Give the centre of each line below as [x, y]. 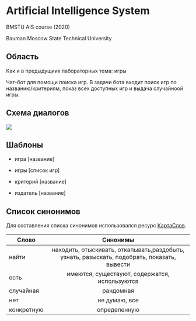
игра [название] [34, 159]
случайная [24, 291]
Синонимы [118, 240]
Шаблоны [25, 145]
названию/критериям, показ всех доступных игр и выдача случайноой [95, 88]
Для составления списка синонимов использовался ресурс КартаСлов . [96, 226]
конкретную [26, 310]
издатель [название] [40, 193]
